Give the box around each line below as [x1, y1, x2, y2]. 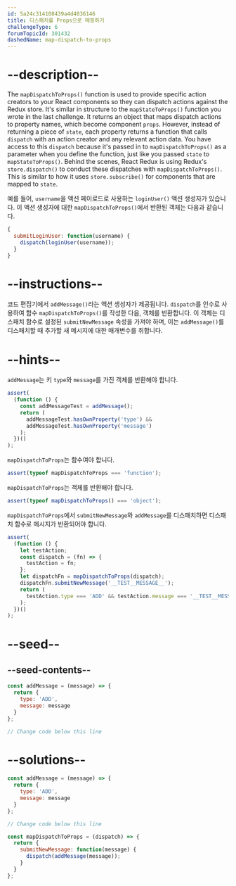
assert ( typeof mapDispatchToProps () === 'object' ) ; [7, 498, 162, 505]
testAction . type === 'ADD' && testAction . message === [25, 593, 188, 600]
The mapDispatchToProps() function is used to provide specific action [7, 90, 206, 99]
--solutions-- [7, 752, 86, 768]
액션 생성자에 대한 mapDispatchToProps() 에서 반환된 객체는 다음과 [23, 203, 205, 212]
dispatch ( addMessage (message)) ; [25, 853, 121, 860]
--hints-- [7, 351, 61, 367]
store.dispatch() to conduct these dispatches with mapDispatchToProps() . [7, 165, 223, 173]
